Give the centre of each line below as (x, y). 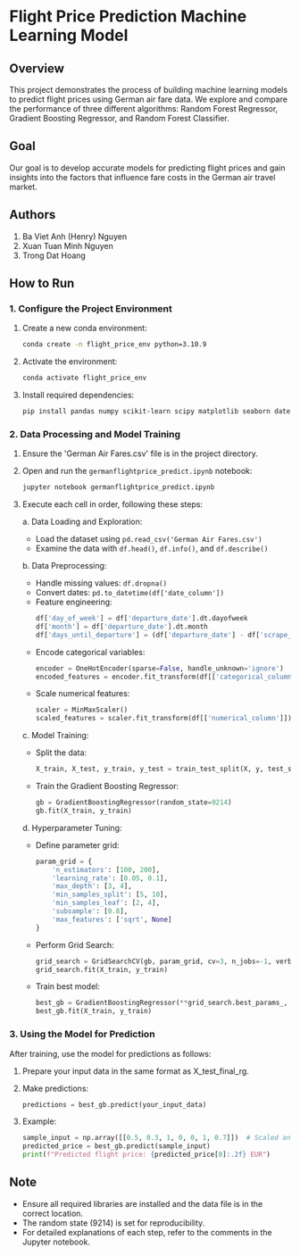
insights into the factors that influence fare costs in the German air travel (142, 177)
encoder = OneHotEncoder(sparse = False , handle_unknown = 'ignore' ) (159, 668)
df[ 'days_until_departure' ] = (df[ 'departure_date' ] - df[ (148, 635)
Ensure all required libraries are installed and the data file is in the (142, 1203)
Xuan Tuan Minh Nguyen (68, 245)
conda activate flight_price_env (84, 378)
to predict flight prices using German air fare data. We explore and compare (149, 99)
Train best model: (68, 986)
